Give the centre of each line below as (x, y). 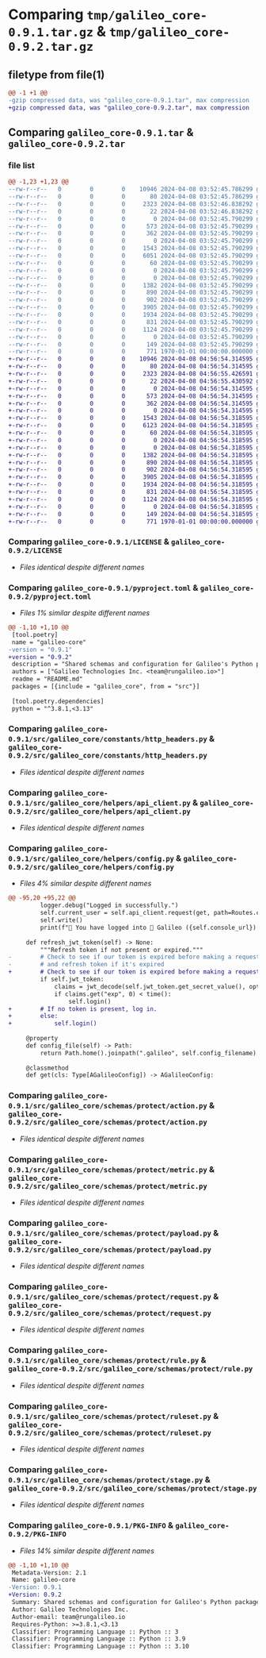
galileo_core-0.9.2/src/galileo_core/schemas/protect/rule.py (131, 1369)
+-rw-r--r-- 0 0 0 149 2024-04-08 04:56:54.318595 (131, 514)
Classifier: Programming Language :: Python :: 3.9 (99, 1639)
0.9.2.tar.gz (51, 47)
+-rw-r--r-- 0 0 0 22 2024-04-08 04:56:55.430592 (131, 381)
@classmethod (47, 1068)
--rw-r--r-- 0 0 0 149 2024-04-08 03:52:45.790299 (131, 344)
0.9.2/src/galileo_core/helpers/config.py (91, 868)
